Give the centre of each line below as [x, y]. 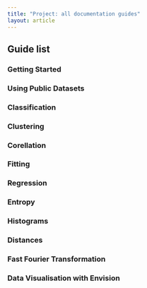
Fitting [19, 164]
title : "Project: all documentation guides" [74, 14]
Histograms [28, 221]
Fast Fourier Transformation [57, 259]
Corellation [27, 145]
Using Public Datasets [46, 88]
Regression [27, 183]
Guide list [29, 49]
